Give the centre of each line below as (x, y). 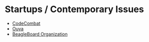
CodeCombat (26, 23)
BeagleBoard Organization (40, 34)
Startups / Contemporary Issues (74, 9)
